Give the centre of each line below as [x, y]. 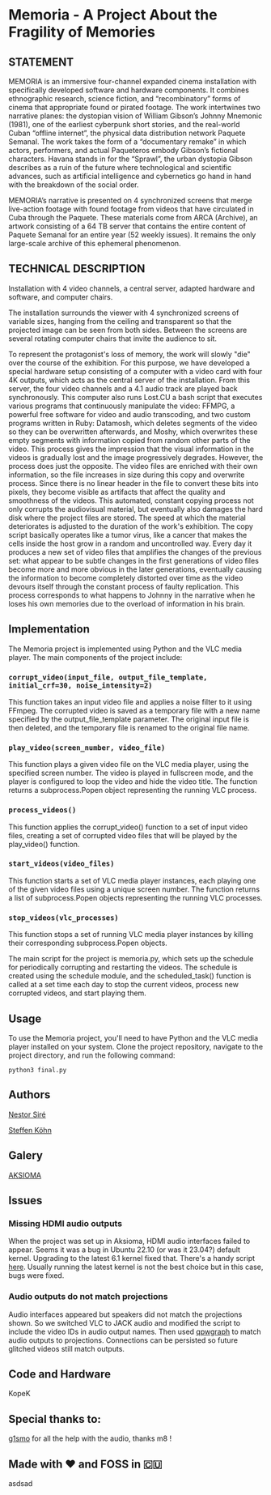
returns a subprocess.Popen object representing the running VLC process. [133, 790]
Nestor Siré [27, 1114]
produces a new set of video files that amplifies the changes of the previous [135, 552]
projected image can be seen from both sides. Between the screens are [128, 330]
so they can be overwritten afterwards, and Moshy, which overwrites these [133, 432]
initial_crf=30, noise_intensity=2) [80, 685]
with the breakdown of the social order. [74, 185]
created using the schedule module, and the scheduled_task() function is [130, 976]
